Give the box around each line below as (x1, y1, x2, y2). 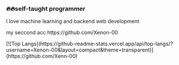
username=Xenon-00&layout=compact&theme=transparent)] (6, 46, 154, 53)
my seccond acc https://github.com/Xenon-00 (6, 29, 118, 36)
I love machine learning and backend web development (6, 18, 139, 25)
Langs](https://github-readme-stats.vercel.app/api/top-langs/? (22, 40, 174, 48)
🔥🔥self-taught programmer (6, 5, 86, 13)
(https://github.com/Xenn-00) (6, 53, 78, 60)
